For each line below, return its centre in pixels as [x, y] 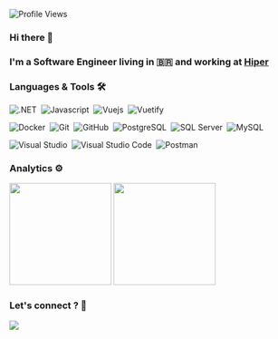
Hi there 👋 [32, 37]
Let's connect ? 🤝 [48, 305]
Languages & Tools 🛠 [58, 86]
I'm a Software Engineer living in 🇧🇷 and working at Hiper [139, 62]
